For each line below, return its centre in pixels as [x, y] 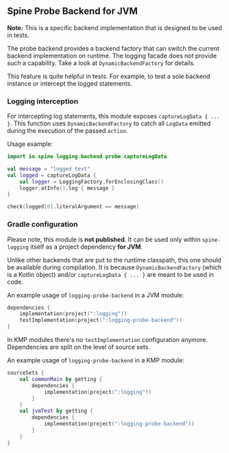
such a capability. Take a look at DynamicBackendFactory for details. [101, 63]
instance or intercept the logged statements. [70, 83]
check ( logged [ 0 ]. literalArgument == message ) [73, 207]
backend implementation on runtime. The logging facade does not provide [112, 56]
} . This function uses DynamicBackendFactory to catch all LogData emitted [109, 123]
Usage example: [30, 144]
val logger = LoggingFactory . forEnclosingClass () [92, 182]
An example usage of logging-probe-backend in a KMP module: [96, 360]
